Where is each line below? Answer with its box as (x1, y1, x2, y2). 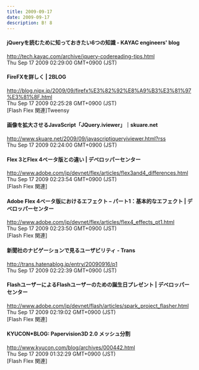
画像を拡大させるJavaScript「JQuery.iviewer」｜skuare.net (7, 122, 158, 129)
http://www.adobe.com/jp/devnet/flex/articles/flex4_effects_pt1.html (7, 219, 175, 226)
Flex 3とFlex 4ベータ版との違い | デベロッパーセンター (7, 156, 141, 163)
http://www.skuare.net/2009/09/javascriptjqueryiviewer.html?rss (7, 135, 166, 142)
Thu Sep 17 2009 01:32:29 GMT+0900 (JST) (7, 350, 116, 357)
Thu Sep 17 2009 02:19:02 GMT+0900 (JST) (7, 308, 116, 316)
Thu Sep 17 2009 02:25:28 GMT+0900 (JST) (7, 100, 117, 107)
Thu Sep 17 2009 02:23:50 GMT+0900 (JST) (7, 225, 117, 232)
